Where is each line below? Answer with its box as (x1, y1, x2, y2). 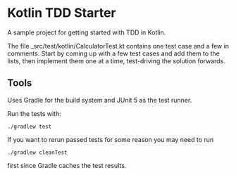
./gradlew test (7, 123, 52, 130)
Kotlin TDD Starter (7, 5, 116, 21)
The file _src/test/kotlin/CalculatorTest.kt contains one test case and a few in (7, 41, 230, 50)
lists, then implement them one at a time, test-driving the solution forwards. (7, 56, 225, 65)
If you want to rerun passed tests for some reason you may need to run (7, 135, 214, 143)
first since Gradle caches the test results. (7, 161, 127, 169)
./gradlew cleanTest (7, 149, 68, 156)
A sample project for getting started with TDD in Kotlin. (7, 28, 166, 37)
